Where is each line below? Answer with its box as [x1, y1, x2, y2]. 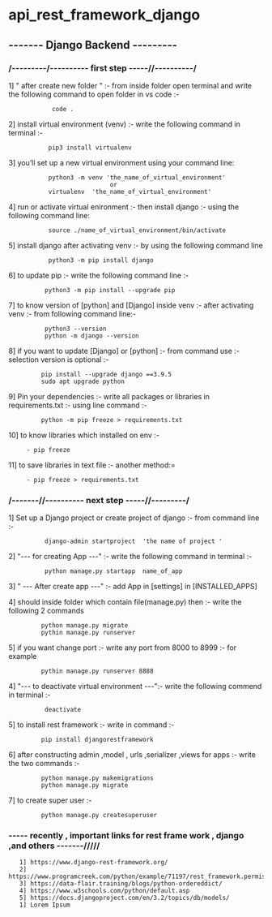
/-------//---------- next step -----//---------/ [8, 494, 190, 506]
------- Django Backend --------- [8, 38, 178, 52]
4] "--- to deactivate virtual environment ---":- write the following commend [8, 682, 262, 691]
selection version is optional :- [8, 355, 109, 364]
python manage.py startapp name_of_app [44, 567, 183, 575]
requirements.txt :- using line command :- [8, 400, 147, 410]
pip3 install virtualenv [48, 144, 132, 152]
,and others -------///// [8, 840, 100, 851]
